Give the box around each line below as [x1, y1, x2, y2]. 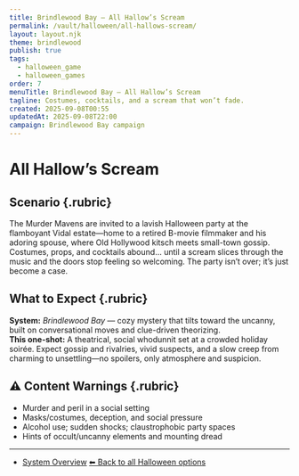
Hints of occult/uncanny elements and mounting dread [21, 431, 222, 441]
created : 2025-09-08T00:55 [9, 104, 109, 113]
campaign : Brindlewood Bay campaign [9, 121, 145, 130]
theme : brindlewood [9, 37, 82, 47]
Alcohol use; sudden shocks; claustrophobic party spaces [21, 421, 236, 432]
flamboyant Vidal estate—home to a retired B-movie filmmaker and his [9, 228, 267, 238]
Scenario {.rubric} [9, 194, 113, 209]
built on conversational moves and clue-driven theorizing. [9, 324, 221, 335]
